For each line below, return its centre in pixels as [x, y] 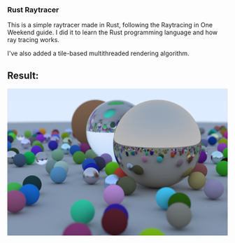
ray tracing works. [33, 40]
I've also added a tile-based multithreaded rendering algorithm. [99, 53]
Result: [23, 75]
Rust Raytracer [33, 10]
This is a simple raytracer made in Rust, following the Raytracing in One [110, 25]
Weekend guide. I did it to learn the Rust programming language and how [113, 32]
